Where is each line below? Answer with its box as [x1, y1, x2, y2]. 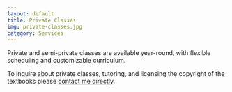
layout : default [7, 10, 54, 17]
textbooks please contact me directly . [7, 77, 116, 86]
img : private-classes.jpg [7, 23, 82, 30]
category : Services [7, 29, 64, 37]
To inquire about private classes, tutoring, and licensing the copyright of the [7, 70, 225, 78]
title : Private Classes [7, 17, 77, 24]
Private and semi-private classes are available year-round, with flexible [7, 49, 211, 57]
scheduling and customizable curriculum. [7, 56, 126, 65]
